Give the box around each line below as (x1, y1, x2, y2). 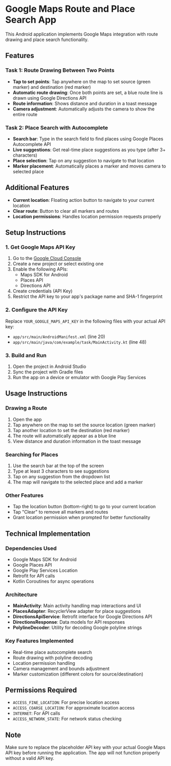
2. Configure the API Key (5, 306, 68, 313)
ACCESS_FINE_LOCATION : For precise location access (12, 699, 120, 705)
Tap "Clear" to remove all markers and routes (12, 509, 109, 515)
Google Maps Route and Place (5, 3, 136, 15)
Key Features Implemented (5, 638, 74, 645)
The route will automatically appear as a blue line (12, 433, 116, 439)
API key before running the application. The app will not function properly (5, 750, 160, 756)
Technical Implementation (5, 529, 91, 538)
